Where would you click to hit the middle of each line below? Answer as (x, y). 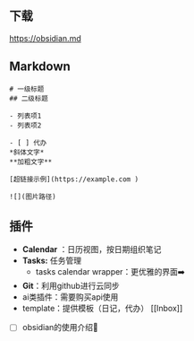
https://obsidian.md (46, 38)
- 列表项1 (25, 116)
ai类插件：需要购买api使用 (70, 297)
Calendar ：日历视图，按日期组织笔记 (92, 249)
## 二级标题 (29, 98)
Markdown (40, 67)
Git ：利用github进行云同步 (71, 286)
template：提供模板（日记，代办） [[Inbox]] (102, 309)
